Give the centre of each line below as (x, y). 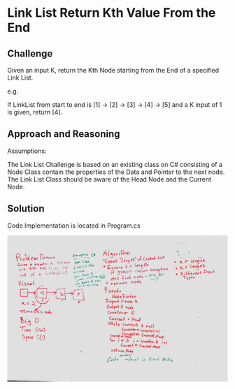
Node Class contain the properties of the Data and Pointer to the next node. (116, 172)
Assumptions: (27, 151)
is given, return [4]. (35, 112)
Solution (26, 208)
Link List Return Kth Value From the (112, 13)
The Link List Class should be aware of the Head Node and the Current (109, 179)
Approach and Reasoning (64, 134)
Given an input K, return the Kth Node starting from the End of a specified (113, 70)
